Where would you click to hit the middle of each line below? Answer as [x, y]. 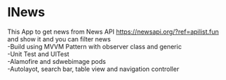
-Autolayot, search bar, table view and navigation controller [93, 69]
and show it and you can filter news [59, 39]
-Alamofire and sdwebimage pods [56, 61]
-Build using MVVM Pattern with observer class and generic [95, 46]
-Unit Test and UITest [38, 54]
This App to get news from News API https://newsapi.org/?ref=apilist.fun [113, 32]
